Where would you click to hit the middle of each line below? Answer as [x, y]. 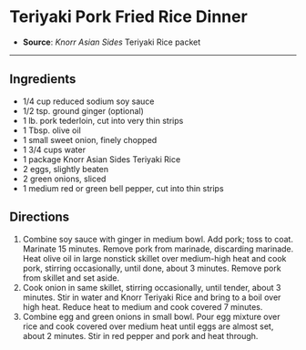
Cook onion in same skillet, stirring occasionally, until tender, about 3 [152, 287]
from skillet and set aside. [71, 278]
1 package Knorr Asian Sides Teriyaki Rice [102, 159]
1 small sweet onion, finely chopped [90, 139]
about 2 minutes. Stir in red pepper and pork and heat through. [140, 335]
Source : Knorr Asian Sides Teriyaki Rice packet [112, 42]
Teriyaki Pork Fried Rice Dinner [128, 17]
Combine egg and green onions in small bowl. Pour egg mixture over [151, 316]
